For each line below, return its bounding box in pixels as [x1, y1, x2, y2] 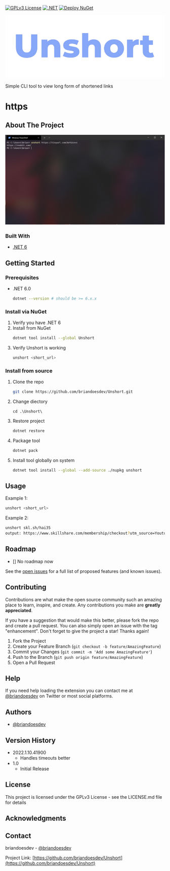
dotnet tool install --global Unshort [12, 336, 95, 341]
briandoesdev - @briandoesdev [5, 845, 72, 851]
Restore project [12, 418, 45, 424]
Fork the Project [12, 637, 47, 644]
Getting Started [5, 258, 55, 267]
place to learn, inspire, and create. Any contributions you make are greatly [5, 602, 161, 608]
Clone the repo [12, 379, 44, 385]
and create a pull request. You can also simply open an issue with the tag [5, 622, 158, 628]
